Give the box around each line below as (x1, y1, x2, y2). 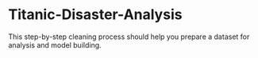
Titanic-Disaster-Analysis (8, 6, 183, 24)
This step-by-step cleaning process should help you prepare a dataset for (8, 32, 250, 41)
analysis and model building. (8, 40, 102, 49)
